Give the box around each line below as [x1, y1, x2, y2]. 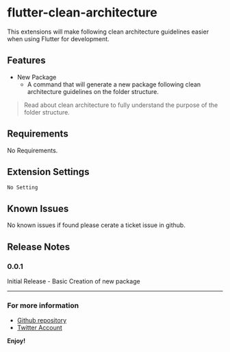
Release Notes [7, 241, 71, 253]
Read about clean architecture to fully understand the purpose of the [23, 101, 218, 109]
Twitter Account [16, 324, 63, 332]
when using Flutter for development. [7, 34, 110, 43]
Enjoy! [7, 337, 26, 345]
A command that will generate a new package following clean [27, 80, 201, 89]
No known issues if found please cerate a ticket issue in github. [7, 221, 186, 229]
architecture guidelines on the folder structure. [27, 87, 159, 95]
